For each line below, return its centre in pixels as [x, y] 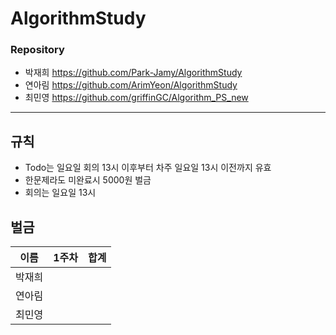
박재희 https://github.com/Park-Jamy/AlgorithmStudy [133, 73]
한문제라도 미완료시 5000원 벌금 [88, 180]
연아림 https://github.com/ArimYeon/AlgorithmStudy [131, 85]
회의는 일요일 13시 [60, 193]
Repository [37, 50]
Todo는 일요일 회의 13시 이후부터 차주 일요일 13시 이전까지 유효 [148, 168]
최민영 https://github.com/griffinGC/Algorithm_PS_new [136, 98]
